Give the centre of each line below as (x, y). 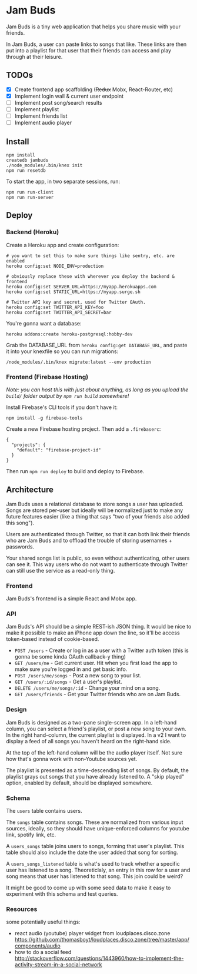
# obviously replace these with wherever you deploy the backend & (91, 276)
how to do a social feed (43, 952)
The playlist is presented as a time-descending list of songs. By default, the (98, 770)
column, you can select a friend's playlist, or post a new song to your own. (96, 729)
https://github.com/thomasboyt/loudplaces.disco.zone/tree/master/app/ (102, 940)
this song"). (20, 523)
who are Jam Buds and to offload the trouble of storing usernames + (89, 540)
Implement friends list (41, 116)
